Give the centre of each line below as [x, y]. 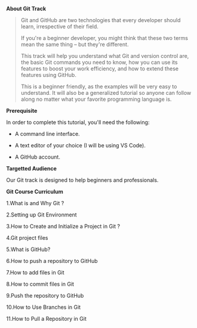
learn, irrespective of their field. [59, 27]
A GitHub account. [38, 157]
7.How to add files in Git [35, 273]
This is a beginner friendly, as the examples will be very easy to [99, 86]
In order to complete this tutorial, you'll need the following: [78, 122]
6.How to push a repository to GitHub [52, 261]
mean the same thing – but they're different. [75, 44]
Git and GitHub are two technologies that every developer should [101, 20]
